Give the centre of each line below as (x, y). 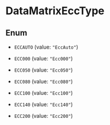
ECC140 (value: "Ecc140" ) (43, 104)
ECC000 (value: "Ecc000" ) (43, 58)
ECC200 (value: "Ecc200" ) (43, 116)
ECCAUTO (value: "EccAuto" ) (46, 47)
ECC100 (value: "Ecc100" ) (43, 93)
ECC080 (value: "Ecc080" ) (43, 81)
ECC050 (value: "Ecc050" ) (43, 70)
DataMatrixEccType (55, 11)
